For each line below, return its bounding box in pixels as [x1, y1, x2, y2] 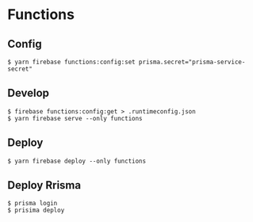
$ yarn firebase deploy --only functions [7, 157, 147, 165]
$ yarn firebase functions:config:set [7, 58, 136, 66]
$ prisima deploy [7, 206, 65, 215]
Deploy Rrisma [7, 178, 81, 192]
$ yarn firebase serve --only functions [7, 114, 144, 122]
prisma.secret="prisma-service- [138, 58, 246, 66]
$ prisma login [7, 200, 58, 208]
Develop [7, 86, 49, 100]
